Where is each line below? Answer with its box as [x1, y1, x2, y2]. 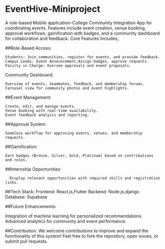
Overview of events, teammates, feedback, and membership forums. [5, 81, 145, 86]
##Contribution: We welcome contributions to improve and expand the [5, 228, 149, 234]
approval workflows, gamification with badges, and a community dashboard [5, 30, 160, 36]
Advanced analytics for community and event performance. [5, 218, 127, 224]
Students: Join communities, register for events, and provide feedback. [5, 54, 161, 60]
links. [5, 180, 19, 185]
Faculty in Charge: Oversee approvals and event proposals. [5, 63, 132, 68]
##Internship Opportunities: [5, 166, 62, 172]
